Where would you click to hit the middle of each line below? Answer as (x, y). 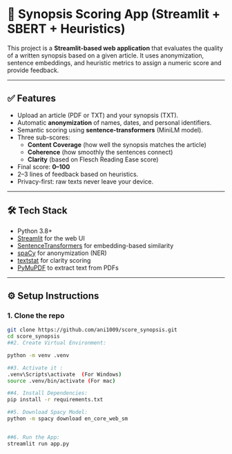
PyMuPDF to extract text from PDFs (68, 268)
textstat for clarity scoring (54, 260)
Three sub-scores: (43, 137)
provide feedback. (33, 70)
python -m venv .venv (38, 355)
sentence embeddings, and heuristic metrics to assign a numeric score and (115, 62)
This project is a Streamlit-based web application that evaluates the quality (115, 48)
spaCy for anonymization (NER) (62, 253)
